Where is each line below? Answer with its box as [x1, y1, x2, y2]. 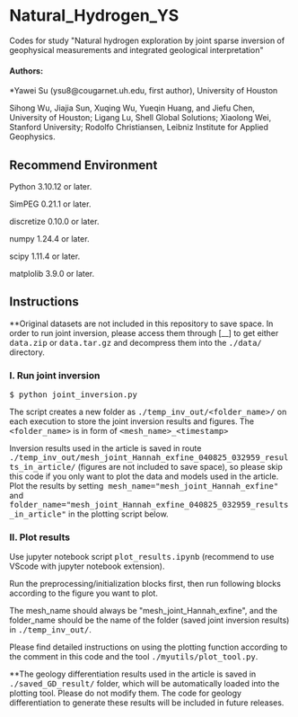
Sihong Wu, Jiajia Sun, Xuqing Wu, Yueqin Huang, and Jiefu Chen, [9, 102, 256, 113]
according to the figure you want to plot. [9, 588, 159, 598]
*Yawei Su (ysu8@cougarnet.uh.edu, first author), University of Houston [9, 85, 278, 96]
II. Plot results [9, 531, 71, 544]
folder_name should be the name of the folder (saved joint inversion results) [9, 615, 290, 625]
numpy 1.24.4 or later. [9, 233, 90, 243]
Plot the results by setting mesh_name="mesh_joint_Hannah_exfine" [9, 481, 279, 491]
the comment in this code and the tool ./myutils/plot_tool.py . [9, 651, 259, 662]
